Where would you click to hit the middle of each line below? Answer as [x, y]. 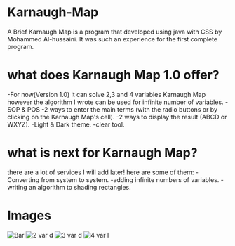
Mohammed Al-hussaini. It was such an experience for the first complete [113, 39]
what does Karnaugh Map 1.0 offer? [113, 75]
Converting [23, 179]
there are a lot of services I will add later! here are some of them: [101, 172]
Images [29, 216]
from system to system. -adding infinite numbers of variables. [130, 179]
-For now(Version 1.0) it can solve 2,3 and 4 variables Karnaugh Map [107, 94]
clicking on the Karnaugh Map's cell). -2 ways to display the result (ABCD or [117, 117]
